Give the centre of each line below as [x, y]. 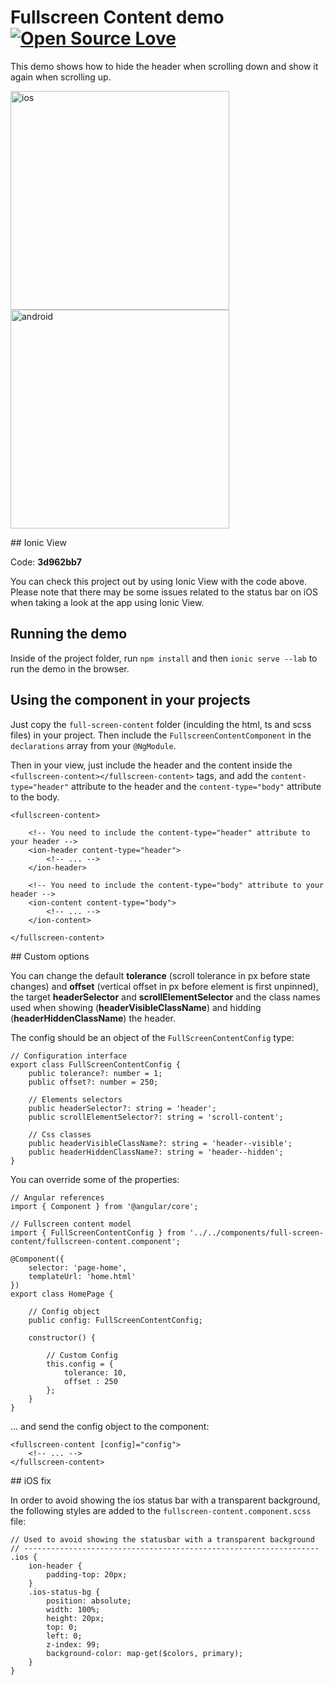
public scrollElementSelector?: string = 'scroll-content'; [156, 1117]
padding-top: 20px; [87, 1574]
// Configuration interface [69, 1056]
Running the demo [69, 634]
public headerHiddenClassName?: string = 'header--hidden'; [156, 1152]
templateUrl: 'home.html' [82, 1276]
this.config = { [80, 1364]
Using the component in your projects [130, 700]
